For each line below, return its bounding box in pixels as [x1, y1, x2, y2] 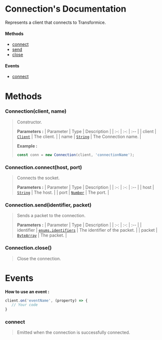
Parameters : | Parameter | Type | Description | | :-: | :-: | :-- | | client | [16, 128, 157, 134]
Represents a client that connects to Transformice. [5, 19, 106, 25]
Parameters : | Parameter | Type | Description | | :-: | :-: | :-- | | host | [16, 185, 154, 190]
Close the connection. [16, 255, 62, 261]
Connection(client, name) [5, 108, 67, 115]
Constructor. [16, 119, 42, 125]
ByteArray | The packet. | [16, 232, 67, 238]
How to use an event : [5, 289, 49, 294]
